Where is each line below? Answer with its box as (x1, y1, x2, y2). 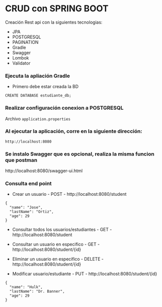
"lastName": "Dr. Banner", (9, 289, 65, 294)
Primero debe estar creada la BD (12, 84, 79, 90)
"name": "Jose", (9, 205, 43, 210)
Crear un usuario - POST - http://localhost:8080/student (12, 191, 127, 197)
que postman (5, 156, 38, 163)
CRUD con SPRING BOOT (5, 3, 109, 14)
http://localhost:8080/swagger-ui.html (5, 168, 83, 174)
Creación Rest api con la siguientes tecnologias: (5, 19, 102, 25)
